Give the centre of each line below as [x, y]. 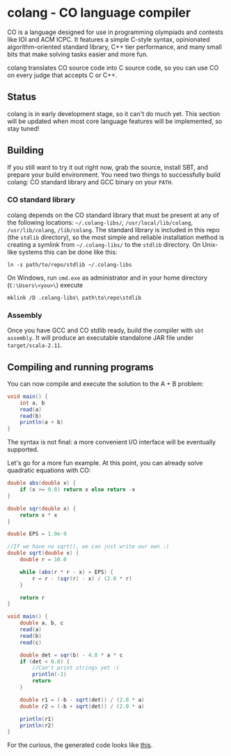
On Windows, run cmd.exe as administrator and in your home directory [107, 278]
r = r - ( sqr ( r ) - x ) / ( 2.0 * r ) [82, 579]
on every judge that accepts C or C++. [62, 75]
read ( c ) [31, 642]
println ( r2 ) [37, 725]
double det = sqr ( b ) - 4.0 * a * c [71, 655]
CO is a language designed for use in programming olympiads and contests [115, 32]
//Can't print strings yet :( [76, 668]
